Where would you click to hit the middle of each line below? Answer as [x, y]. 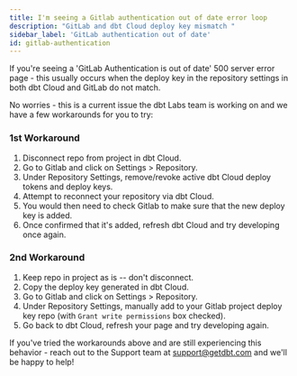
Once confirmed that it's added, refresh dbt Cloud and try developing [151, 225]
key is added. [47, 215]
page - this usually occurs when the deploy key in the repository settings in [149, 78]
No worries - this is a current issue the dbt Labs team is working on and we [148, 105]
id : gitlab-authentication [60, 43]
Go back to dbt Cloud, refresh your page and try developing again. [146, 325]
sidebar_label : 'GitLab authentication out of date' [110, 34]
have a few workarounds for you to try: [81, 115]
